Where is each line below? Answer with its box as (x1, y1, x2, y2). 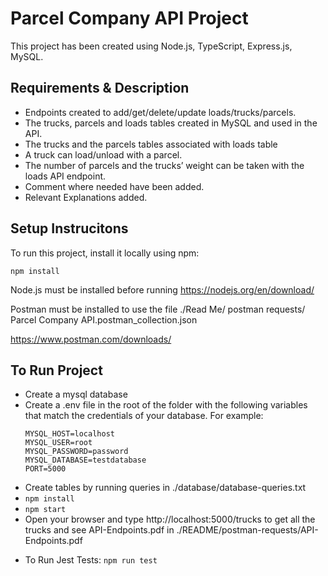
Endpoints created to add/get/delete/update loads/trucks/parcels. (24, 106, 297, 118)
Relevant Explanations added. (24, 191, 148, 203)
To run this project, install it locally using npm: (10, 247, 200, 259)
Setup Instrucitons (10, 220, 129, 237)
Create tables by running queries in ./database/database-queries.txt (24, 482, 307, 494)
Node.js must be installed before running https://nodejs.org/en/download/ (10, 283, 315, 296)
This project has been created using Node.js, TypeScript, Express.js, (10, 40, 293, 52)
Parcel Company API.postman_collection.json (10, 313, 198, 326)
